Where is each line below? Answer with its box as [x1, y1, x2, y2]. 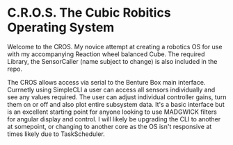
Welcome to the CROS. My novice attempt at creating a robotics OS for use [7, 42, 223, 51]
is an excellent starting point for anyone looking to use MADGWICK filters [7, 108, 217, 116]
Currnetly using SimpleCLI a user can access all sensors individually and [7, 85, 216, 94]
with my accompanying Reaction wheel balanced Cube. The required [7, 50, 205, 58]
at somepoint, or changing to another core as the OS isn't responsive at [7, 122, 212, 130]
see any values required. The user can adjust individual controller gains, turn [7, 92, 227, 101]
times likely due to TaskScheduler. [7, 130, 106, 138]
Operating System [7, 19, 115, 35]
